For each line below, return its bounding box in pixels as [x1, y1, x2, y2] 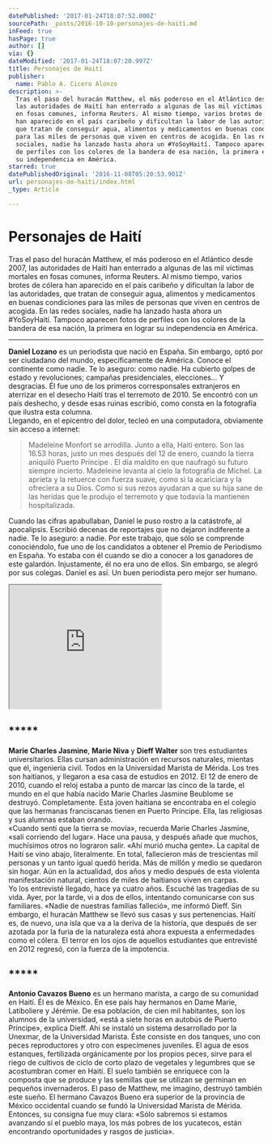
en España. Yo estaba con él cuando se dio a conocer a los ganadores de [8, 550, 253, 560]
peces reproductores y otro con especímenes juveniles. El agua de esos [8, 1040, 249, 1051]
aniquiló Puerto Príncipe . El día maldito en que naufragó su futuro [28, 457, 249, 467]
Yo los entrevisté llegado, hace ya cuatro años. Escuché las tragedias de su [8, 884, 261, 893]
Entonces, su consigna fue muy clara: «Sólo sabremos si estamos [8, 1109, 228, 1120]
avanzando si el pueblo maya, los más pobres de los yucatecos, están [8, 1118, 242, 1128]
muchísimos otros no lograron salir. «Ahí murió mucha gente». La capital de [8, 841, 261, 850]
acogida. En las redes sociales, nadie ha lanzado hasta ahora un [8, 306, 223, 316]
